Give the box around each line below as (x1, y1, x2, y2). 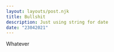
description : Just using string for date (6, 19, 109, 25)
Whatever (6, 40, 30, 47)
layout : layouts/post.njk (6, 8, 69, 14)
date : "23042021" (6, 24, 49, 31)
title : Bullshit (6, 14, 46, 20)
